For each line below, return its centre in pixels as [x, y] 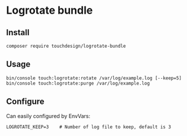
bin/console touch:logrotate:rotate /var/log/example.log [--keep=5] [94, 78]
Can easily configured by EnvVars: [48, 116]
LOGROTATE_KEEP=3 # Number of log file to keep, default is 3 [88, 127]
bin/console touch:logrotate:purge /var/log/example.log [78, 83]
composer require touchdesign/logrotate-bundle [66, 46]
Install [18, 33]
